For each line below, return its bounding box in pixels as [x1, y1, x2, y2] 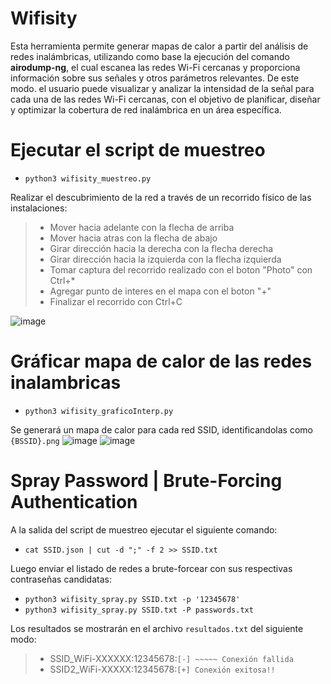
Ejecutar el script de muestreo [10, 139, 266, 162]
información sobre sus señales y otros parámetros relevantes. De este [10, 72, 300, 84]
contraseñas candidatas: [10, 573, 112, 585]
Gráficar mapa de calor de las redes [10, 350, 313, 373]
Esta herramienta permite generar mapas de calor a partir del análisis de [10, 40, 309, 52]
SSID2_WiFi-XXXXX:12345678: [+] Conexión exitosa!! [49, 663, 276, 675]
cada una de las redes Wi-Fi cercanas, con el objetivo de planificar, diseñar [10, 93, 321, 105]
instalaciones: [10, 202, 68, 214]
